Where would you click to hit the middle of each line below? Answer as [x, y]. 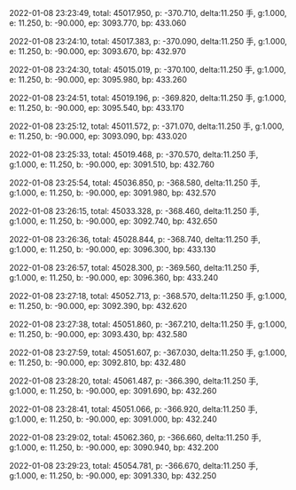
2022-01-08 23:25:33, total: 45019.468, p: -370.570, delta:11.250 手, [134, 154]
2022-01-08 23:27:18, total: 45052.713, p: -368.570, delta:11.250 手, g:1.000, [148, 296]
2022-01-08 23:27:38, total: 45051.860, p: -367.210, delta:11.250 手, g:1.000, [148, 324]
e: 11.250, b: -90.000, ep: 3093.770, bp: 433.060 [98, 23]
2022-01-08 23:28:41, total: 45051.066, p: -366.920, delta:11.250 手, [134, 409]
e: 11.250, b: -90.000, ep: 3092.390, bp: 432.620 [98, 306]
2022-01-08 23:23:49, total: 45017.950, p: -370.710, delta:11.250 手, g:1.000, [148, 13]
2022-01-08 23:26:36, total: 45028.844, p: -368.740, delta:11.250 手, [135, 239]
